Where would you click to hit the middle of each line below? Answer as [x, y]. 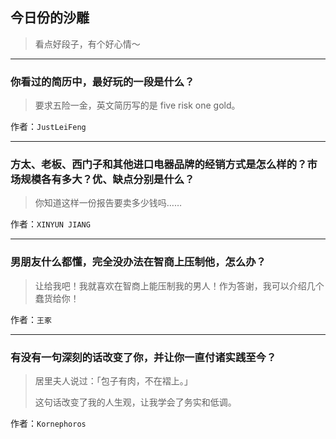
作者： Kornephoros [48, 423]
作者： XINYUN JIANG [50, 224]
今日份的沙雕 [50, 18]
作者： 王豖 [31, 319]
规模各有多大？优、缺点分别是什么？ [107, 180]
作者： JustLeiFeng [48, 127]
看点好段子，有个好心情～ [87, 44]
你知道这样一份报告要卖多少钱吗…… [108, 203]
